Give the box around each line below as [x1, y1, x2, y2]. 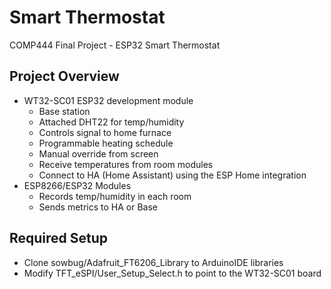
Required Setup [9, 230, 109, 247]
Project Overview [9, 68, 120, 85]
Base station [38, 105, 91, 117]
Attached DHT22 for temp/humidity [38, 116, 185, 128]
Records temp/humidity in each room [38, 190, 192, 202]
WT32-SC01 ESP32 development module [23, 94, 194, 106]
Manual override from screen [38, 147, 159, 160]
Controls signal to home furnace [38, 126, 172, 138]
